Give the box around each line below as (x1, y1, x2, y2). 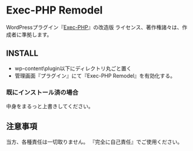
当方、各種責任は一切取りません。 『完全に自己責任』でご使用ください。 (6, 138, 183, 145)
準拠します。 (21, 31, 52, 38)
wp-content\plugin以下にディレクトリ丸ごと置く (14, 65, 132, 72)
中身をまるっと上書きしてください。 (6, 103, 94, 110)
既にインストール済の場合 (6, 88, 78, 96)
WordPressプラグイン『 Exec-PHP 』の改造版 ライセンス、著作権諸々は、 (6, 24, 182, 31)
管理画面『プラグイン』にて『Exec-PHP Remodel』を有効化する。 (14, 72, 176, 79)
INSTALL (6, 48, 39, 59)
